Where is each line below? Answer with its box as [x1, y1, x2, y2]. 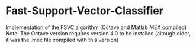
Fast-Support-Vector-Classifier [5, 4, 164, 18]
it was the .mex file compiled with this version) [5, 36, 119, 43]
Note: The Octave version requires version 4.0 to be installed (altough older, [5, 30, 191, 37]
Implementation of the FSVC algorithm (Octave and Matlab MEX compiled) [5, 24, 187, 31]
